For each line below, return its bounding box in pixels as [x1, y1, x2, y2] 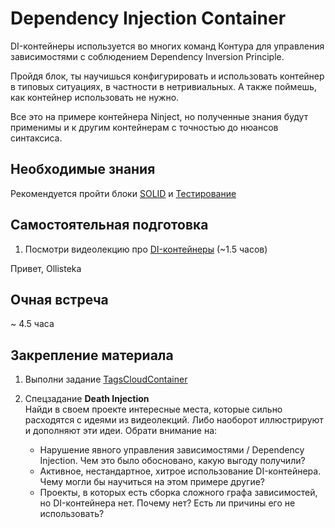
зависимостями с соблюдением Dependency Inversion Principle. [10, 50, 285, 62]
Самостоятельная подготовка [10, 217, 209, 234]
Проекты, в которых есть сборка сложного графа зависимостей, [39, 487, 318, 499]
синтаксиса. [10, 132, 63, 144]
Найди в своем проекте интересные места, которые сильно [24, 403, 283, 416]
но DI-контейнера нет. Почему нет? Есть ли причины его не [39, 497, 296, 509]
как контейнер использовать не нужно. [10, 91, 180, 103]
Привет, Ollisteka [10, 262, 82, 274]
